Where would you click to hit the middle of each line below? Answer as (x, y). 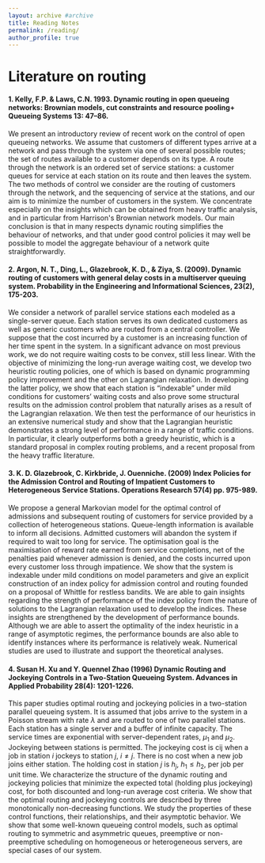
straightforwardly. (37, 251)
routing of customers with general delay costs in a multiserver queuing (127, 278)
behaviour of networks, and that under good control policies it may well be (130, 234)
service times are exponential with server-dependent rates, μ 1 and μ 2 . (122, 738)
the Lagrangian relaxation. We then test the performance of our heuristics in (132, 413)
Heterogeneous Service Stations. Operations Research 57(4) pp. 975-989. (133, 490)
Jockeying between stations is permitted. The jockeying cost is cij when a (129, 747)
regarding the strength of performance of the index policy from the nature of (133, 601)
